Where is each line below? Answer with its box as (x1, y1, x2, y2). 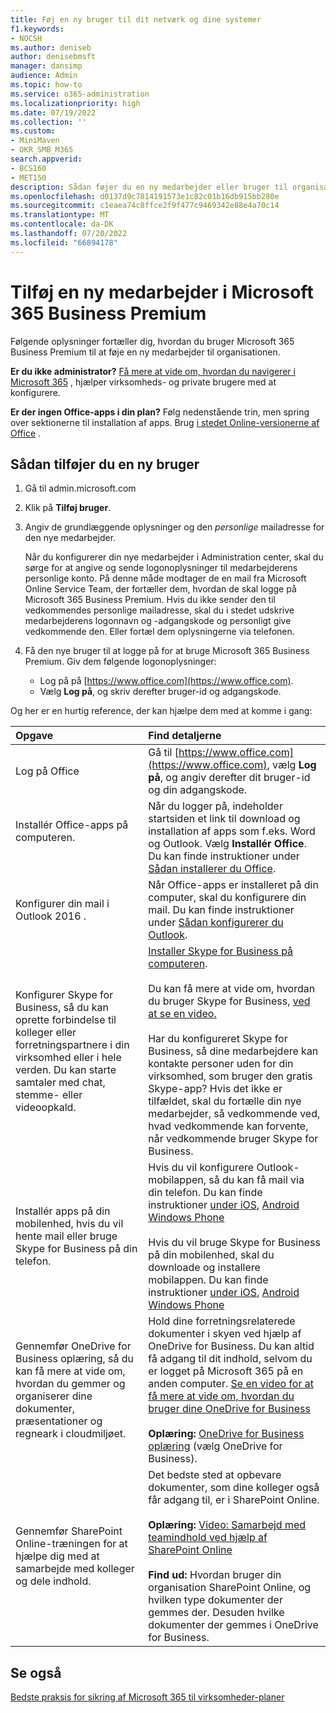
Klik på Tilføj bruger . (24, 502, 112, 514)
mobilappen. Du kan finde (148, 1273, 269, 1287)
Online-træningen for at (15, 1537, 128, 1551)
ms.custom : (10, 126, 56, 136)
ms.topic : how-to (10, 80, 83, 90)
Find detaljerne (148, 729, 222, 743)
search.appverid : (10, 154, 83, 164)
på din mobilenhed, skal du (148, 1248, 275, 1262)
